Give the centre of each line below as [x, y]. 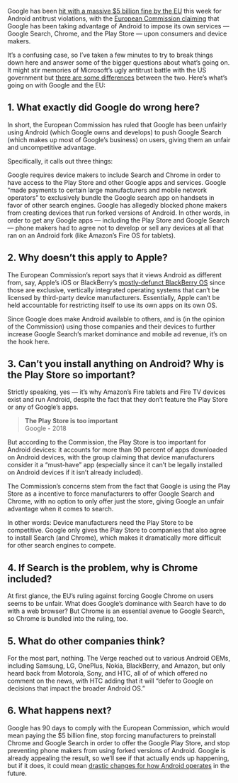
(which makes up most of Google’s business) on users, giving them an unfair [119, 139]
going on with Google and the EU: [57, 85]
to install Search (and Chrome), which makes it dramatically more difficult [114, 538]
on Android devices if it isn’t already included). [75, 472]
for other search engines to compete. [62, 545]
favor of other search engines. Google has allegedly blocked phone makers [117, 205]
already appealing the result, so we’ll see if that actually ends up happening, [118, 758]
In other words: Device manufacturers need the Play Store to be [100, 523]
